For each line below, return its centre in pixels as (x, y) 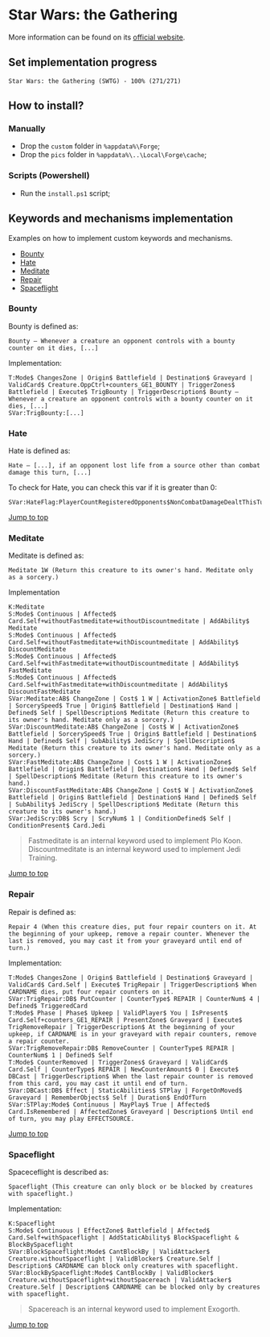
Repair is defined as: (42, 911)
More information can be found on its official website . (97, 37)
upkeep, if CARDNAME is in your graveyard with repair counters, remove (133, 1034)
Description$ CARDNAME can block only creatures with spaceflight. (124, 1266)
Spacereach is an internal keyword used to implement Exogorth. (134, 1309)
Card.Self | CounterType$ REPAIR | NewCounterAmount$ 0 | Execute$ (124, 1069)
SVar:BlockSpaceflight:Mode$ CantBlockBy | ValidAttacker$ (109, 1252)
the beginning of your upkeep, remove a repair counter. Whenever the (129, 934)
